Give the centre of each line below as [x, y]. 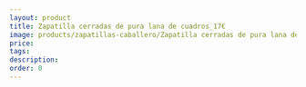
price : [22, 43]
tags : [20, 52]
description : [34, 60]
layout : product [40, 18]
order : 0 [26, 69]
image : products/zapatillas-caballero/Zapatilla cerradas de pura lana [148, 34]
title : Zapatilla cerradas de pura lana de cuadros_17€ [117, 26]
